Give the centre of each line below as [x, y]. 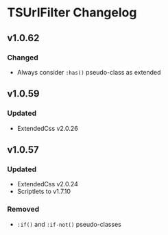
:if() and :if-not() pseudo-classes [69, 224]
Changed [23, 58]
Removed [23, 209]
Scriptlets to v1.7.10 [44, 191]
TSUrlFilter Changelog [72, 13]
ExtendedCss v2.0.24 [48, 184]
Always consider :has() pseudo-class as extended [89, 72]
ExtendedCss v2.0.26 [48, 128]
